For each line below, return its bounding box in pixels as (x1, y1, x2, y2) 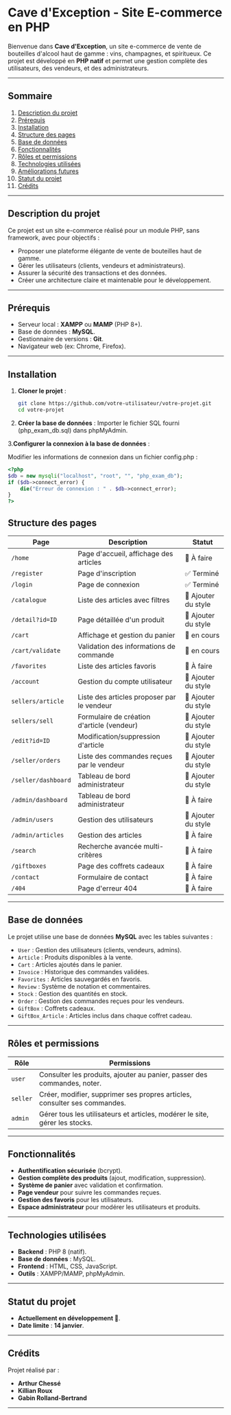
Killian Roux (17, 1386, 53, 1394)
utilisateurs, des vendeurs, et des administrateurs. (8, 64, 149, 72)
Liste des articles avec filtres (77, 595, 170, 605)
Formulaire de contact (77, 873, 149, 882)
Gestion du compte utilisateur (77, 677, 173, 686)
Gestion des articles (77, 831, 143, 840)
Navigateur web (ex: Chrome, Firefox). (17, 342, 126, 351)
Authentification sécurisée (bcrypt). (17, 1166, 123, 1175)
